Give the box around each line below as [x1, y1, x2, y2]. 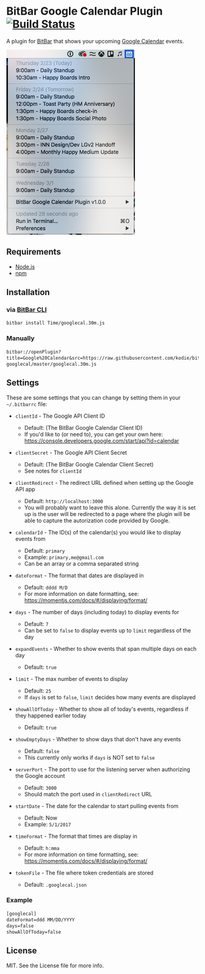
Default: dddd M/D [24, 583, 68, 591]
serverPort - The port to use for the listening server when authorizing [15, 765, 190, 773]
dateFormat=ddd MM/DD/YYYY [6, 917, 75, 923]
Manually [6, 334, 35, 343]
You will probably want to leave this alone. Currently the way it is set [24, 504, 196, 511]
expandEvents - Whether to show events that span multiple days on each [15, 645, 197, 652]
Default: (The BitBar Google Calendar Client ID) [24, 424, 143, 431]
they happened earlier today [15, 711, 87, 719]
